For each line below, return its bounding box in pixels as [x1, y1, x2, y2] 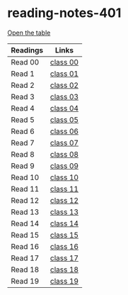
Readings [11, 45, 44, 55]
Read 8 [11, 149, 35, 159]
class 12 [50, 195, 79, 205]
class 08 [50, 149, 79, 159]
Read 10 [11, 172, 40, 182]
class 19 [50, 276, 79, 286]
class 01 [50, 69, 79, 79]
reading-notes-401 [7, 5, 122, 21]
